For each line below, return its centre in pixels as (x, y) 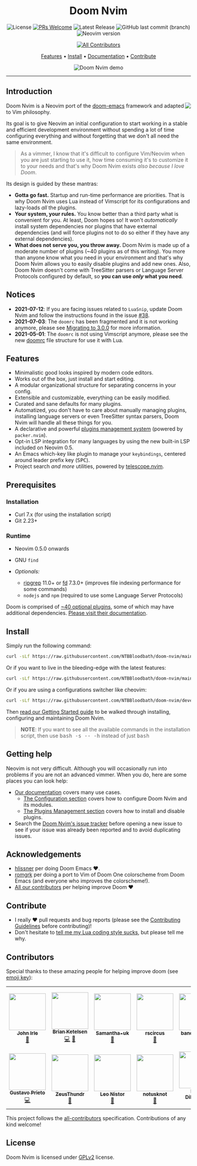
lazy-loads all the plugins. (46, 208)
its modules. (38, 804)
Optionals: (27, 572)
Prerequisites (31, 485)
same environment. (29, 142)
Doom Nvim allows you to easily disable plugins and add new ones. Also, (103, 263)
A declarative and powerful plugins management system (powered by (98, 429)
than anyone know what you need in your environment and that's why (99, 258)
